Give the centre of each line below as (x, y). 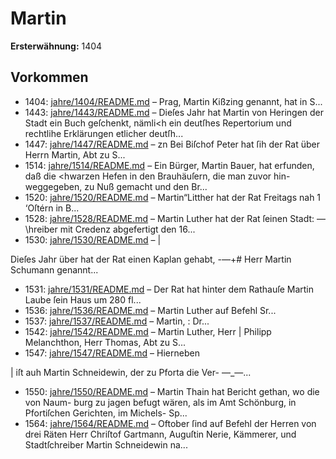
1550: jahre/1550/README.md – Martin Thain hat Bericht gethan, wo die (172, 391)
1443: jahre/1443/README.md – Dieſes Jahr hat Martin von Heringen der (174, 112)
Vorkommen (49, 77)
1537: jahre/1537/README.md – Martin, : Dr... (117, 321)
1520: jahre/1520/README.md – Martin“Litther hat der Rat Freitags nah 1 (173, 197)
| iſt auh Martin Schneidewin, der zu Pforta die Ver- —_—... (131, 372)
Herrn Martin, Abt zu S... (75, 154)
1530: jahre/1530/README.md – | (93, 239)
